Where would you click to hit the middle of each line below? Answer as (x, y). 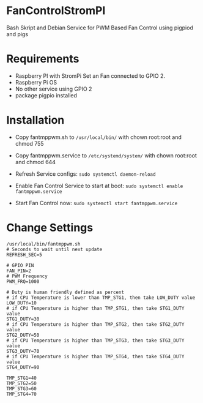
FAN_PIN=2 (19, 271)
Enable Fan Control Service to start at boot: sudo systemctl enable (99, 186)
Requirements (43, 59)
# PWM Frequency (27, 276)
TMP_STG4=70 (21, 394)
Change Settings (50, 228)
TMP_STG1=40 (21, 378)
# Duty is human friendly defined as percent (65, 292)
